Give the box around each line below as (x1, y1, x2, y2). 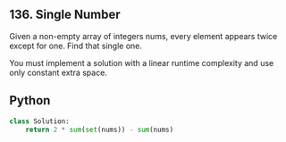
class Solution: (9, 116, 70, 126)
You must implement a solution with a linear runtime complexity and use (9, 57, 274, 68)
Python (9, 93, 51, 108)
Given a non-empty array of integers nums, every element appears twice (9, 30, 278, 41)
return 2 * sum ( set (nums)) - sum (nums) (25, 125, 174, 134)
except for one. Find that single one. (9, 40, 143, 51)
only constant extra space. (9, 67, 107, 78)
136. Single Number (9, 7, 121, 22)
